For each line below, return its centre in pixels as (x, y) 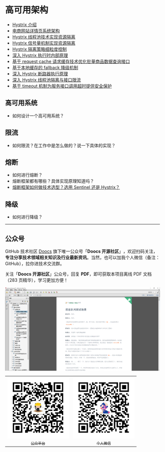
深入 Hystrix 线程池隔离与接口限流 (46, 80)
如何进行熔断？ (27, 175)
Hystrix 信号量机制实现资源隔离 (44, 43)
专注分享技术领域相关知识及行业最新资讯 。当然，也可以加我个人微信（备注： (82, 257)
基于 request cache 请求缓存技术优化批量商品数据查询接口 (71, 61)
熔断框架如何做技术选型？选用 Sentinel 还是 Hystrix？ (66, 187)
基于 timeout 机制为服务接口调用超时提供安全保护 (62, 86)
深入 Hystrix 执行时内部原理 (40, 55)
